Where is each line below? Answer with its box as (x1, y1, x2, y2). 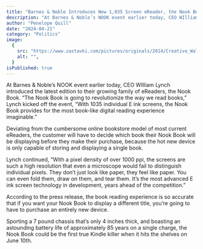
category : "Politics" (6, 31, 61, 37)
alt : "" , (17, 54, 39, 60)
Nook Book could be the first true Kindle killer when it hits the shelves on (6, 230, 187, 238)
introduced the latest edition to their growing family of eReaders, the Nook (6, 88, 192, 95)
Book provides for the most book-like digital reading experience (6, 107, 165, 115)
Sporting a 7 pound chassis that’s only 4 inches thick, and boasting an (6, 218, 181, 225)
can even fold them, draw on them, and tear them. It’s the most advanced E (6, 175, 193, 183)
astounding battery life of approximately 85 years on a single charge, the (6, 224, 187, 232)
